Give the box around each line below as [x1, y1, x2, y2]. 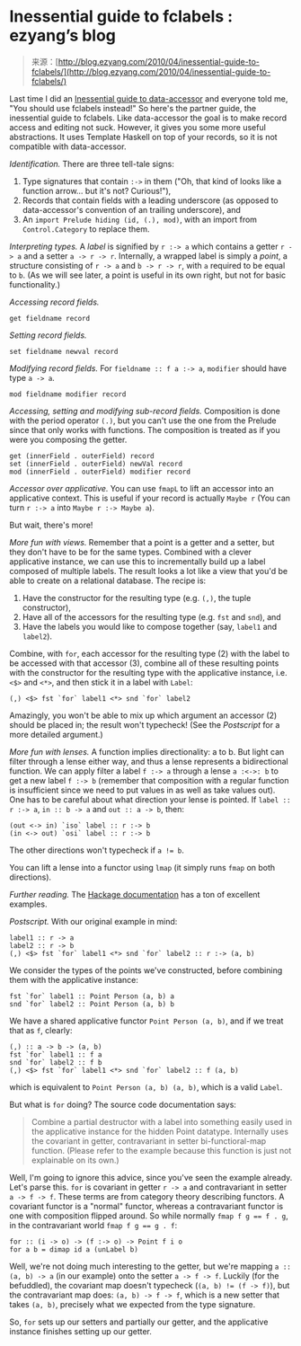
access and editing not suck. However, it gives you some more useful [9, 121, 267, 132]
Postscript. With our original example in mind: [9, 916, 178, 926]
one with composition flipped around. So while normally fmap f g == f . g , [9, 1210, 289, 1221]
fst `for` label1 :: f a [9, 1049, 102, 1059]
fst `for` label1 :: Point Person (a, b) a [9, 991, 175, 1001]
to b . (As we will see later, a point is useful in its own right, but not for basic [9, 270, 287, 280]
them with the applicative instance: [9, 974, 139, 985]
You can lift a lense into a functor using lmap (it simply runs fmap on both [9, 862, 276, 872]
